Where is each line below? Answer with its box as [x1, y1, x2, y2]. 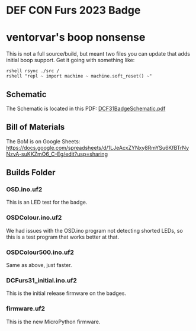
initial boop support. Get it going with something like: [6, 57, 135, 64]
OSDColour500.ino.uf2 [6, 248, 74, 256]
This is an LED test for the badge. [6, 199, 88, 206]
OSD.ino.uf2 [6, 185, 43, 194]
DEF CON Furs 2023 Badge [6, 4, 141, 17]
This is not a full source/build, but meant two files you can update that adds [6, 50, 191, 57]
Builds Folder [6, 168, 56, 178]
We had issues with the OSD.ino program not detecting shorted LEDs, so [6, 227, 184, 234]
